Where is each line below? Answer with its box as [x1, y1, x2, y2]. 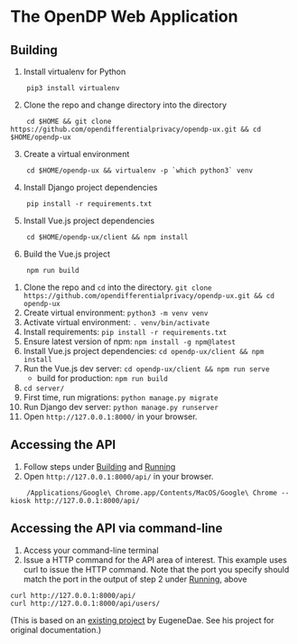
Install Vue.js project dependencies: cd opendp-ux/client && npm [23, 346, 265, 356]
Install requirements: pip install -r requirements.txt [23, 327, 228, 337]
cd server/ [23, 384, 65, 393]
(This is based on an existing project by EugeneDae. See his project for [10, 614, 275, 625]
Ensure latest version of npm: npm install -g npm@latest [23, 336, 237, 347]
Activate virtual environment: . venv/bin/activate [23, 317, 210, 327]
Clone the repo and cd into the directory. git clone [23, 282, 212, 293]
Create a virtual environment [23, 149, 130, 159]
